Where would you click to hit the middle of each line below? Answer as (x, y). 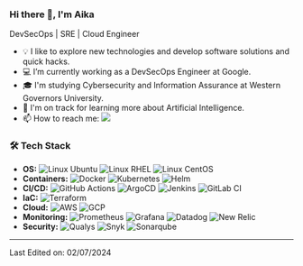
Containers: (45, 179)
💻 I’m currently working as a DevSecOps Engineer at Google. (137, 72)
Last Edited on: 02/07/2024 (60, 252)
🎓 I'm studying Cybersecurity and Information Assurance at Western (151, 86)
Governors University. (63, 98)
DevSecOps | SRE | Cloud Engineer (74, 34)
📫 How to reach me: (61, 119)
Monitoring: (45, 216)
